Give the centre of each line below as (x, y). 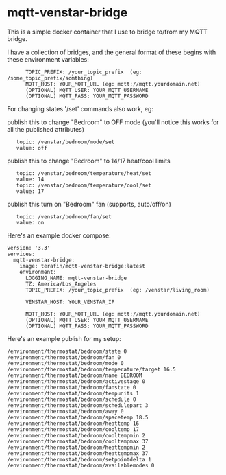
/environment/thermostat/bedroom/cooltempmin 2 (76, 435)
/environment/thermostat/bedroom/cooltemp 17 (73, 429)
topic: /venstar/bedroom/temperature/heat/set (84, 173)
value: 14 (30, 179)
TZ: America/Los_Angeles (61, 284)
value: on (30, 222)
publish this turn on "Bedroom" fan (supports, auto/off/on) (89, 204)
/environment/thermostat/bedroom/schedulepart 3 (78, 405)
